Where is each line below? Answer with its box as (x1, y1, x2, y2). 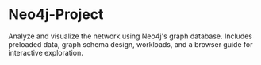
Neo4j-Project (8, 5, 104, 23)
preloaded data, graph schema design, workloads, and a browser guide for (8, 39, 253, 49)
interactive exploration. (8, 48, 83, 57)
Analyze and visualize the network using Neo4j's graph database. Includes (8, 31, 252, 41)
